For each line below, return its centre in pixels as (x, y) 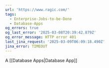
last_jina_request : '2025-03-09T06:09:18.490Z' (55, 42)
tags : (11, 14)
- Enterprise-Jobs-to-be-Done (41, 19)
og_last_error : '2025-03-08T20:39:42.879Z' (51, 33)
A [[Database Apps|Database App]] (41, 60)
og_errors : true (22, 28)
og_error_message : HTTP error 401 (41, 37)
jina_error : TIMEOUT (27, 46)
